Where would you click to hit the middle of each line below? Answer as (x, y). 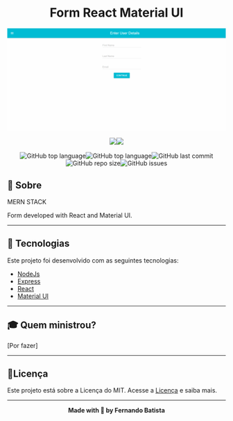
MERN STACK (27, 202)
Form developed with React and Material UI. (70, 215)
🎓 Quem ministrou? (52, 325)
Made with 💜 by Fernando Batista (116, 411)
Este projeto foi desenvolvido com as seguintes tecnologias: (93, 260)
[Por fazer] (23, 345)
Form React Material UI (116, 13)
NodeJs (28, 274)
